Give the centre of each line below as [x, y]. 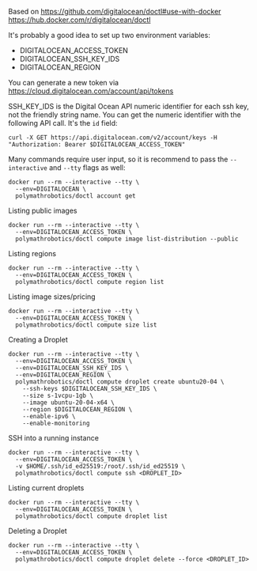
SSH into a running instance [53, 438]
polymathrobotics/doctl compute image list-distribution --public [127, 239]
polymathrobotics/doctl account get [76, 196]
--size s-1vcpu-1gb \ [58, 395]
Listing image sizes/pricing [52, 297]
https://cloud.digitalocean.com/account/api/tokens [91, 91]
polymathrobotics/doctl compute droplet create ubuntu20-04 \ [120, 382]
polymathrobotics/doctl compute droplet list [92, 516]
